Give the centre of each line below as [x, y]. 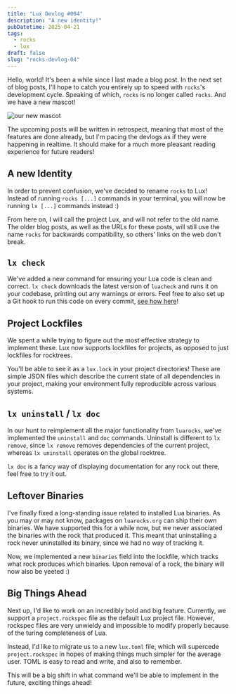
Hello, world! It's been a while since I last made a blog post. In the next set [115, 79]
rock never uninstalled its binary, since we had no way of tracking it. [106, 543]
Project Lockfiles [45, 323]
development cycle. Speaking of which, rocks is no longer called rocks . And [117, 94]
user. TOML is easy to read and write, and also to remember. [95, 661]
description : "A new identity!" [54, 20]
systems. [20, 392]
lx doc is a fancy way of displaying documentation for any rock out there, [113, 466]
